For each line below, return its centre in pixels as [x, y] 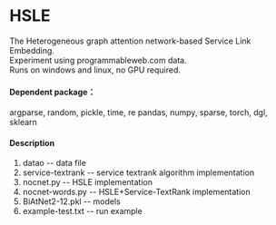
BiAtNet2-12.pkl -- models [71, 201]
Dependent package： [53, 92]
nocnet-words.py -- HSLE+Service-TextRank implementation [137, 192]
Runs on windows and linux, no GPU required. [95, 70]
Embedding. [32, 50]
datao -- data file [54, 163]
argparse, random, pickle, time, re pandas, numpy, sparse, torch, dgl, [138, 112]
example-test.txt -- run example [82, 211]
